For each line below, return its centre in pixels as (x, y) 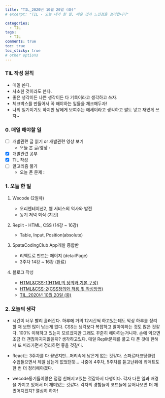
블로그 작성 (23, 272)
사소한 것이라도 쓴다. (32, 91)
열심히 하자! (47, 391)
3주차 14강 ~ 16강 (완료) (43, 262)
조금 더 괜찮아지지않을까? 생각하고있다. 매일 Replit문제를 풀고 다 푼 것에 (81, 339)
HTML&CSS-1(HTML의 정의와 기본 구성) (59, 282)
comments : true (21, 42)
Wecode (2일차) (28, 198)
